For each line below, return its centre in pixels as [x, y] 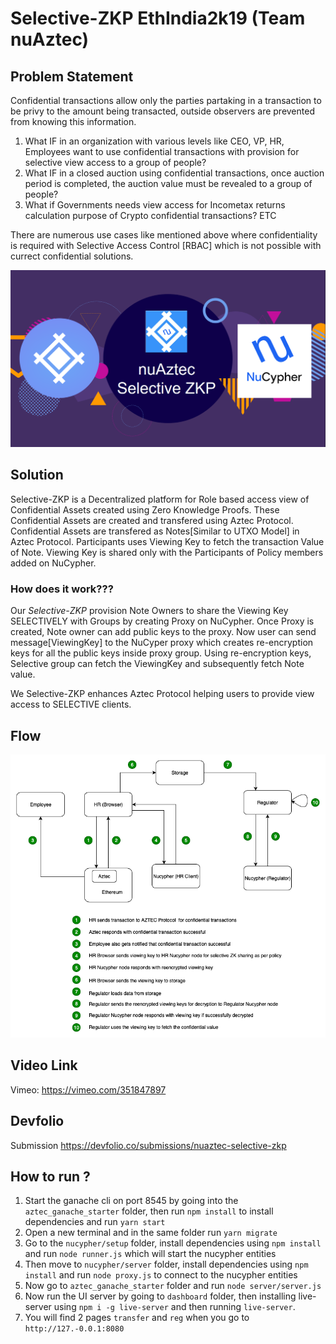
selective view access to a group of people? [115, 162]
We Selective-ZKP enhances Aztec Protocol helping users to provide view [162, 694]
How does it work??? [62, 589]
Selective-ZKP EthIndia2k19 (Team [158, 18]
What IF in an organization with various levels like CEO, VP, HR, [154, 141]
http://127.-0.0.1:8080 [74, 1329]
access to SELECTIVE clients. [71, 704]
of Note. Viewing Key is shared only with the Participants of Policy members [167, 552]
